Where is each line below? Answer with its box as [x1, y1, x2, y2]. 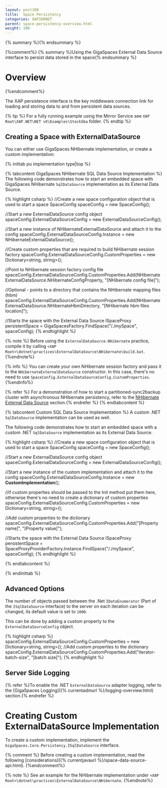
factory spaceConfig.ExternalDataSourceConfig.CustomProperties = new [5, 251, 156, 257]
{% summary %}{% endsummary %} [5, 39, 81, 45]
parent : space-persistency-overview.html [5, 21, 93, 26]
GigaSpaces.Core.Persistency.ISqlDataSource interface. [5, 742, 120, 748]
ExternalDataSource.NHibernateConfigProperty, [5, 277, 104, 283]
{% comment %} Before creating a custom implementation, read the [5, 752, 145, 758]
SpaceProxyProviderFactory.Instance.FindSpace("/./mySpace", [5, 545, 135, 551]
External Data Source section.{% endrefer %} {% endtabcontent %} [5, 399, 145, 405]
